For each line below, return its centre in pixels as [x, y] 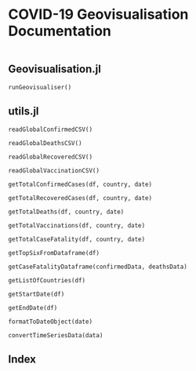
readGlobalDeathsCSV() [45, 143]
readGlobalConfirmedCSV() [50, 129]
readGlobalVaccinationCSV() [54, 170]
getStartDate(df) [36, 294]
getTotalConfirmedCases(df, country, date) [80, 184]
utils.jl [24, 111]
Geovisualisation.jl [55, 69]
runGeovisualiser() [40, 87]
